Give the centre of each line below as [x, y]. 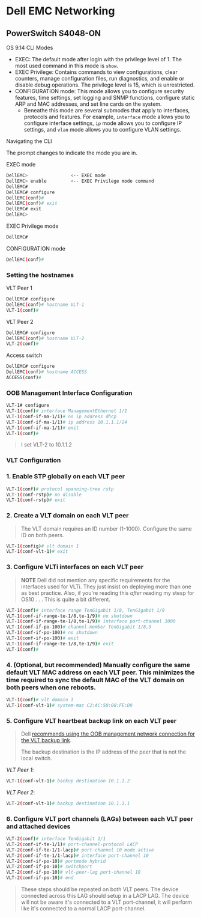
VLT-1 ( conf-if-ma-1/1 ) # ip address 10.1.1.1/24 [67, 422]
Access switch [24, 355]
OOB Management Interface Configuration [69, 393]
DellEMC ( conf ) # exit [32, 203]
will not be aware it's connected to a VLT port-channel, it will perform [106, 902]
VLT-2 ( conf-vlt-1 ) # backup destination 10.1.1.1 [68, 803]
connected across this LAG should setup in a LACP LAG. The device [105, 896]
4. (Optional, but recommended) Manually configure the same [98, 665]
